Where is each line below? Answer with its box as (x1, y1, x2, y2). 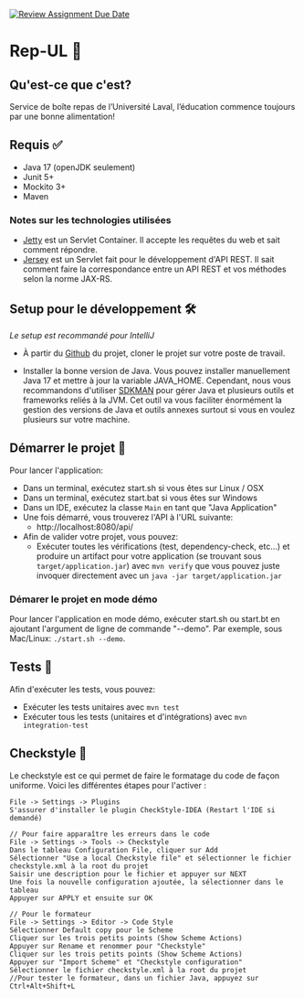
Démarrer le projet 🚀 (9, 440, 126, 456)
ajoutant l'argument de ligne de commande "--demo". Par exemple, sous (9, 623, 283, 635)
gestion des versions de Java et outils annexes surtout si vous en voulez (22, 403, 296, 415)
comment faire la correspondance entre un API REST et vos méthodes (22, 263, 287, 274)
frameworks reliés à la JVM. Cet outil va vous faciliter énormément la (22, 394, 283, 405)
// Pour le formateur (9, 909, 92, 918)
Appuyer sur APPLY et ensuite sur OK (9, 893, 153, 903)
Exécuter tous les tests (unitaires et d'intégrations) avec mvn (22, 711, 247, 722)
